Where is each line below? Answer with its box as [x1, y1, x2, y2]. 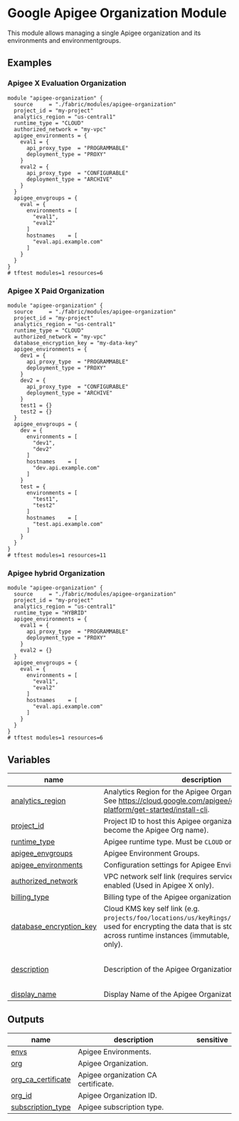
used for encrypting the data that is [103, 922, 222, 932]
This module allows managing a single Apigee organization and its [7, 29, 201, 37]
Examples [7, 57, 52, 69]
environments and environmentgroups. [7, 36, 121, 44]
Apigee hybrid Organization [7, 568, 105, 578]
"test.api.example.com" [33, 520, 103, 527]
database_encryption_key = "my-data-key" [14, 339, 139, 347]
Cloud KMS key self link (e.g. [103, 904, 200, 914]
